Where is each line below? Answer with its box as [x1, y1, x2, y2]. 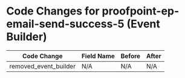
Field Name [81, 51, 115, 60]
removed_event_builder [9, 62, 76, 70]
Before [120, 51, 141, 60]
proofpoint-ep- [102, 4, 180, 18]
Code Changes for [6, 4, 100, 18]
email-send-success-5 [6, 17, 125, 31]
